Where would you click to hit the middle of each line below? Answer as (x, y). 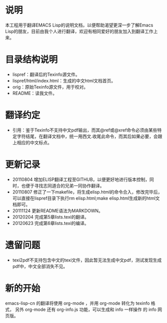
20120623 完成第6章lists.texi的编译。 (51, 223)
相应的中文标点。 (34, 142)
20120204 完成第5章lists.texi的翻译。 (51, 217)
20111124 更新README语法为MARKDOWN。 (58, 210)
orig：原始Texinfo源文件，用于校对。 (50, 87)
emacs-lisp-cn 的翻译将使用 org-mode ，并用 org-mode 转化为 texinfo (78, 303)
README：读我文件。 (35, 93)
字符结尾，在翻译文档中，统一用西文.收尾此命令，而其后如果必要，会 (87, 136)
